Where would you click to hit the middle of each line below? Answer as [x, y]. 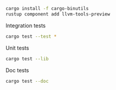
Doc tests [17, 70]
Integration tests [26, 25]
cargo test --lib [27, 59]
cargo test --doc [27, 81]
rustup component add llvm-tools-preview [58, 14]
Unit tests [17, 48]
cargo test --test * [31, 36]
